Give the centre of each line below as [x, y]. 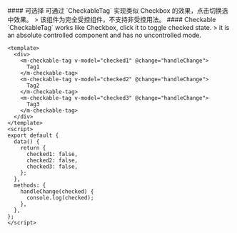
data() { [27, 142]
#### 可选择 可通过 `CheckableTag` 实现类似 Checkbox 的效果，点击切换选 [118, 11]
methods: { [30, 185]
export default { [33, 135]
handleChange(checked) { [57, 192]
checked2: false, [52, 160]
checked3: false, [52, 167]
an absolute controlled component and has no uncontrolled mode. [105, 35]
